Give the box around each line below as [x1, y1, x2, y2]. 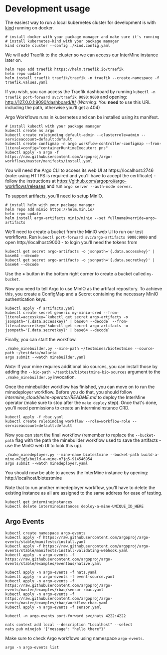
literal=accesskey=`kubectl [5, 314, 64, 319]
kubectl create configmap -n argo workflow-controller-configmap [5, 141, 144, 146]
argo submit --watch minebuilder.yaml [5, 355, 86, 360]
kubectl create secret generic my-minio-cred [5, 310, 101, 315]
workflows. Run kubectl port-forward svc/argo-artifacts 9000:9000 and [5, 234, 157, 240]
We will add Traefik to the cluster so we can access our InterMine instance [5, 52, 159, 58]
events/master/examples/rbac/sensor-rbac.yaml [5, 587, 104, 592]
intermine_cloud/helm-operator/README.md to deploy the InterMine [5, 394, 146, 400]
